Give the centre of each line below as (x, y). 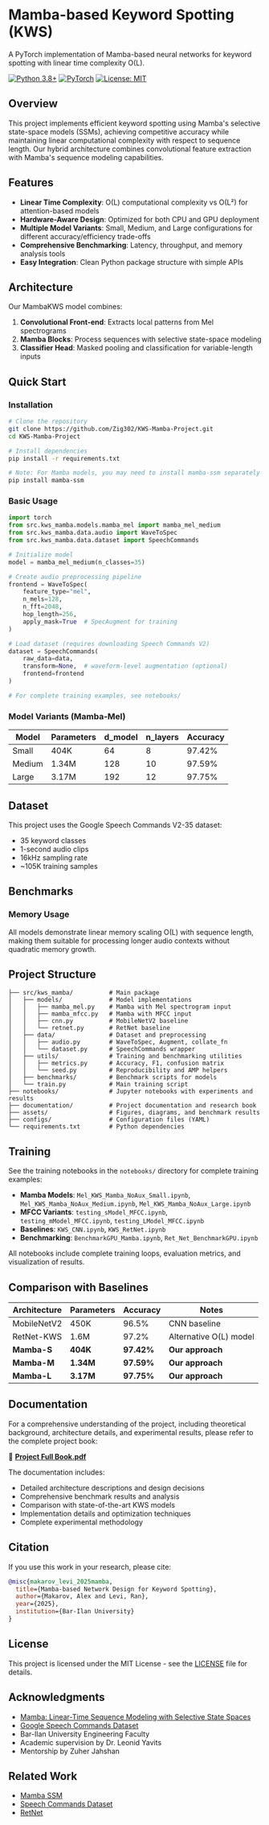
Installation (31, 404)
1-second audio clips (54, 849)
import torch (30, 518)
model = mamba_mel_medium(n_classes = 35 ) (77, 562)
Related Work (43, 1776)
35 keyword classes (53, 840)
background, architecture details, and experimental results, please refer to (131, 1432)
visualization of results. (47, 1262)
